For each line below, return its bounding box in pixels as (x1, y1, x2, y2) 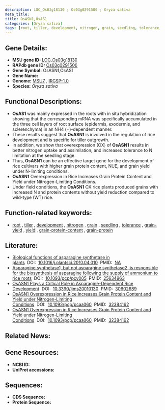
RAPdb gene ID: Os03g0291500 (12, 62, 78, 68)
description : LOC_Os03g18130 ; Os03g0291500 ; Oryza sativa (5, 7, 131, 12)
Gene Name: (12, 73, 38, 78)
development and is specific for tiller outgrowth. (12, 137, 110, 143)
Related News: (5, 332, 51, 340)
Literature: (5, 241, 38, 250)
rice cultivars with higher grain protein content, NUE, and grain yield (12, 163, 150, 169)
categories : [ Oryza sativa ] (5, 21, 63, 26)
